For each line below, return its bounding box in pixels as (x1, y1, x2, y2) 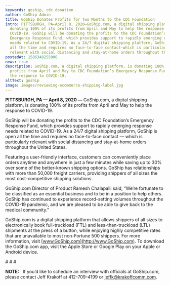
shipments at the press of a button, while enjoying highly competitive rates (5, 227, 161, 233)
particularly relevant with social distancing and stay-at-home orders (5, 139, 147, 145)
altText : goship (5, 78, 39, 83)
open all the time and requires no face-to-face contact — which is (5, 133, 143, 139)
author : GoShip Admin (5, 12, 51, 17)
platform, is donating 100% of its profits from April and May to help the (5, 102, 152, 108)
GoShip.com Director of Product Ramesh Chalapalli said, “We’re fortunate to (5, 185, 163, 191)
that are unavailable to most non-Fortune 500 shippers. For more (5, 232, 141, 238)
